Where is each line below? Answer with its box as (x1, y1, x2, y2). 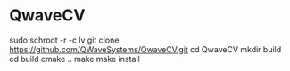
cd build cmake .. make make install (9, 53, 140, 64)
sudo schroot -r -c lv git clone (9, 35, 120, 45)
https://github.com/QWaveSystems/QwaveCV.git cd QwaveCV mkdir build (9, 43, 282, 54)
